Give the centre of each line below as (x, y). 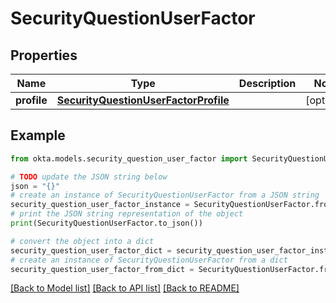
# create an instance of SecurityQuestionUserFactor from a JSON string (165, 195)
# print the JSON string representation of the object (127, 214)
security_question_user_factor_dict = (91, 250)
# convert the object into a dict (82, 241)
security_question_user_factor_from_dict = (102, 269)
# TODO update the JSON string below (89, 177)
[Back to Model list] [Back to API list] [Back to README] (125, 288)
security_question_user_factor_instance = (100, 205)
